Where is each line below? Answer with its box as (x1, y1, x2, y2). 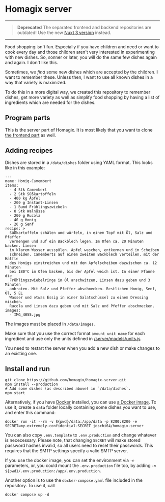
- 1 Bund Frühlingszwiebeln (9, 204, 67, 209)
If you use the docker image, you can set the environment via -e (5, 457, 135, 464)
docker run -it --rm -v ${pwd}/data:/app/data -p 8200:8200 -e (5, 419, 137, 424)
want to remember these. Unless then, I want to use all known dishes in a (5, 74, 153, 80)
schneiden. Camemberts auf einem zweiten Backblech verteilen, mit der (9, 252, 160, 257)
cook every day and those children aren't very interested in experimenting (5, 49, 155, 55)
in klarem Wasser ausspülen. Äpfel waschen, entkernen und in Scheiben (9, 247, 160, 252)
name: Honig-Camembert (5, 178, 52, 183)
